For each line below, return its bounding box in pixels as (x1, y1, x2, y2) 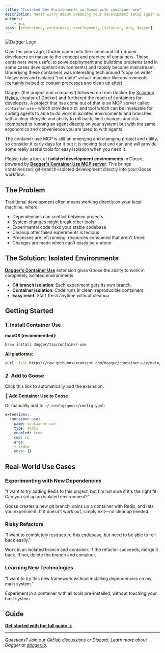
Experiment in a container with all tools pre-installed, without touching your (5, 590, 157, 596)
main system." (5, 581, 34, 586)
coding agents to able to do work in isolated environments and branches (5, 110, 152, 116)
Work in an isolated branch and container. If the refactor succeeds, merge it (5, 547, 158, 552)
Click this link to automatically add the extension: (5, 383, 104, 389)
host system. (5, 595, 31, 601)
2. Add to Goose (5, 373, 44, 379)
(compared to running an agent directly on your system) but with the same (5, 121, 156, 127)
